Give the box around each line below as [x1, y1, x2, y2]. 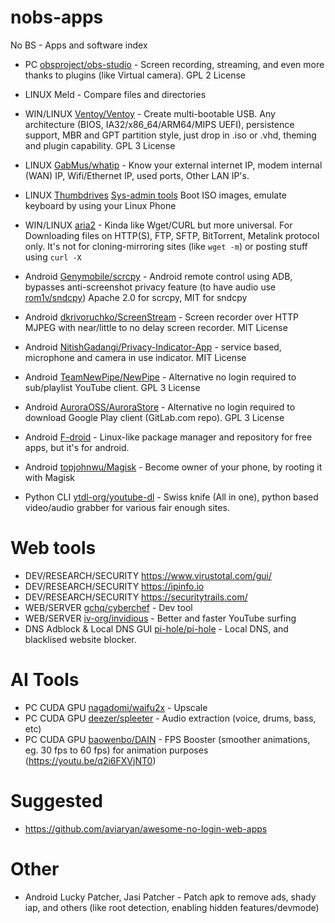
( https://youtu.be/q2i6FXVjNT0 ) [24, 754, 157, 766]
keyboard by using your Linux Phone [24, 199, 177, 211]
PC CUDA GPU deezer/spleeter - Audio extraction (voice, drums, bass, [24, 712, 317, 724]
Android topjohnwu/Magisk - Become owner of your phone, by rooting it [24, 461, 323, 473]
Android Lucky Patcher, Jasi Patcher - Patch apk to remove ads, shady [24, 891, 317, 903]
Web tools [10, 537, 97, 560]
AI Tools [10, 669, 80, 691]
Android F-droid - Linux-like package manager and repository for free [24, 431, 313, 443]
